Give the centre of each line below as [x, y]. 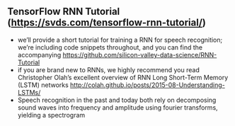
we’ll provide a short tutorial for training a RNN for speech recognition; [120, 40]
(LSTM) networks [43, 85]
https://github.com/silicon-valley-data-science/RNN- [140, 55]
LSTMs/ [29, 92]
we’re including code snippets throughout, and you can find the [110, 47]
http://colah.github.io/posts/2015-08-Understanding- [147, 85]
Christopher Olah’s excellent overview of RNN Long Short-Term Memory [123, 77]
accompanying [39, 55]
